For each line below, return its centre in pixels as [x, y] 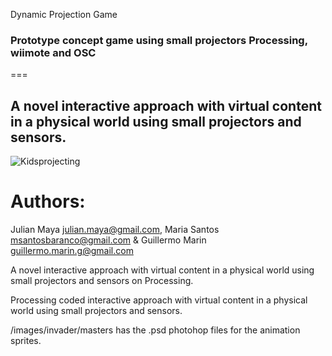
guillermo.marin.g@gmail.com [72, 251]
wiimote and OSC [53, 52]
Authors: [48, 201]
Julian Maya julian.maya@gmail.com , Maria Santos [115, 230]
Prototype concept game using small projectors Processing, [159, 40]
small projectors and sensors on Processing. [102, 281]
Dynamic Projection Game [64, 14]
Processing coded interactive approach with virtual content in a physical [159, 300]
